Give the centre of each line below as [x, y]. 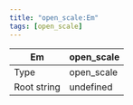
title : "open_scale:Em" [54, 18]
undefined [91, 87]
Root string [37, 87]
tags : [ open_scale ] [46, 26]
